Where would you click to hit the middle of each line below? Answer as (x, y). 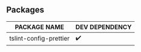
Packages (25, 10)
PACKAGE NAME (40, 27)
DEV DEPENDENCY (103, 27)
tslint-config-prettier (40, 39)
